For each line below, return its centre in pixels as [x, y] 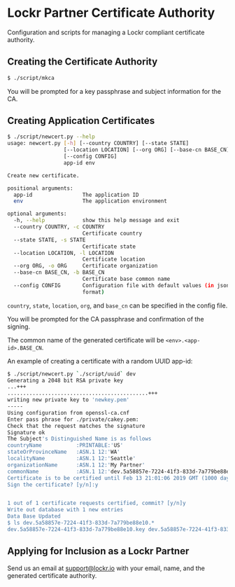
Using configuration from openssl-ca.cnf [69, 413]
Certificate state [109, 247]
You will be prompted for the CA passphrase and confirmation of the [106, 319]
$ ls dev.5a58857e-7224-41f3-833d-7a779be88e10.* [81, 523]
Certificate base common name [126, 279]
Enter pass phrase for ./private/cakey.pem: [73, 419]
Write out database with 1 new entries [65, 510]
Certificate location [114, 260]
